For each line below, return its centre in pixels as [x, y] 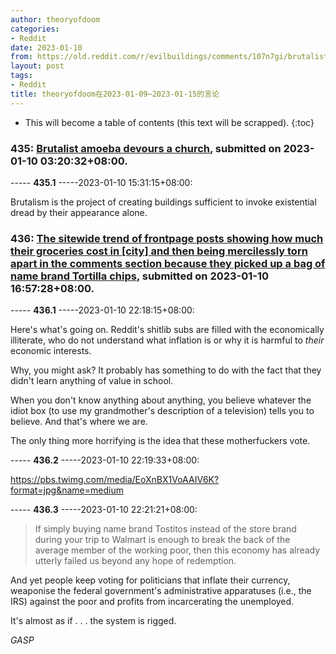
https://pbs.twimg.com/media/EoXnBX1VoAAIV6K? [115, 480]
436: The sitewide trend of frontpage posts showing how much [167, 238]
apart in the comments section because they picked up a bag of [168, 263]
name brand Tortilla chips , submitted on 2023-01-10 [140, 276]
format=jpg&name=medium [67, 490]
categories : [35, 29]
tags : [21, 76]
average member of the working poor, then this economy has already [177, 550]
